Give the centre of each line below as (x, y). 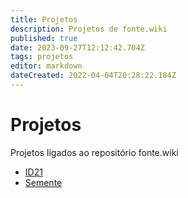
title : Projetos (44, 19)
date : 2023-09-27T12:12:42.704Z (77, 47)
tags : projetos (42, 57)
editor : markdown (46, 66)
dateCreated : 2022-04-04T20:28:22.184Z (93, 76)
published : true (44, 38)
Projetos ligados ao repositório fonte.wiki (94, 152)
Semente (43, 182)
